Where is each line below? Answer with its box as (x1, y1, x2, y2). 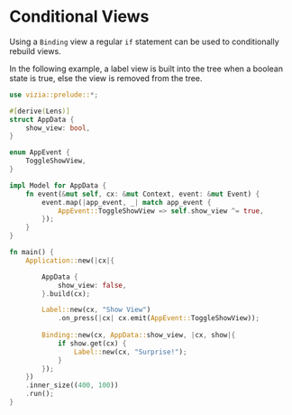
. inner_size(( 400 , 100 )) (25, 381, 119, 390)
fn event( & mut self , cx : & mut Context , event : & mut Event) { (25, 189, 260, 198)
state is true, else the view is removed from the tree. (9, 72, 203, 83)
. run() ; (25, 390, 54, 399)
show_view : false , (57, 281, 127, 290)
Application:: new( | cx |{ (25, 255, 115, 265)
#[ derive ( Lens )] (9, 106, 70, 115)
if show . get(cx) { (57, 338, 127, 348)
